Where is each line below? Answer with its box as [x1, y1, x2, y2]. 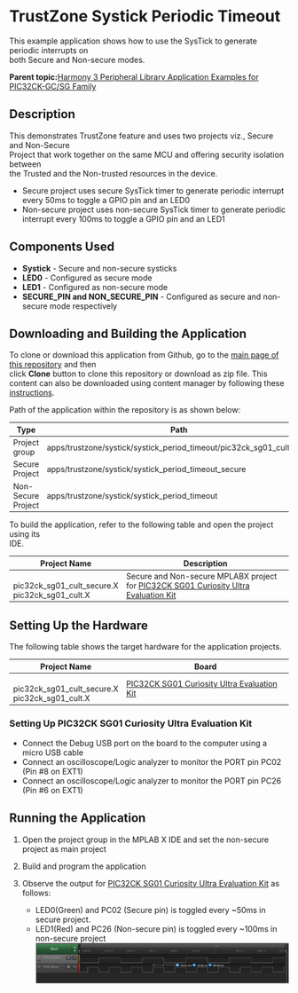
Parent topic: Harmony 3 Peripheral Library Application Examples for [9, 71, 259, 82]
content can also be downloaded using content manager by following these [9, 378, 285, 389]
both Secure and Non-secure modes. [9, 54, 145, 65]
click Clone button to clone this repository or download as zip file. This [9, 368, 268, 379]
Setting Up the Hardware [9, 618, 149, 633]
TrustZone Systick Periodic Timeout [9, 6, 281, 27]
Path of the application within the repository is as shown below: [9, 405, 241, 415]
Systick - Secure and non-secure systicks [21, 263, 177, 273]
